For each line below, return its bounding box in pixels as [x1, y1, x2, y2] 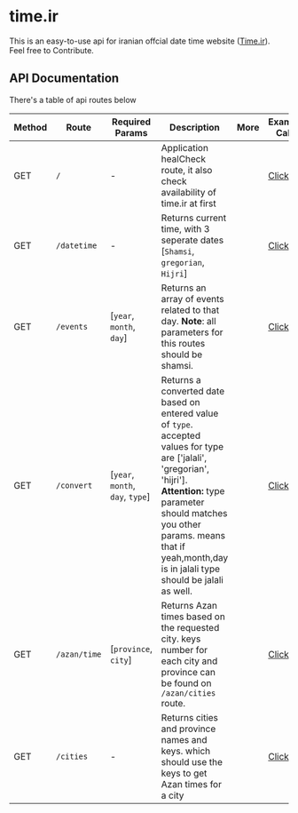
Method [13, 121, 48, 133]
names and [161, 733, 208, 745]
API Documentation [9, 71, 120, 86]
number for [161, 643, 208, 656]
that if [161, 540, 186, 553]
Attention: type [161, 484, 225, 497]
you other [161, 518, 201, 530]
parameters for [161, 326, 223, 339]
